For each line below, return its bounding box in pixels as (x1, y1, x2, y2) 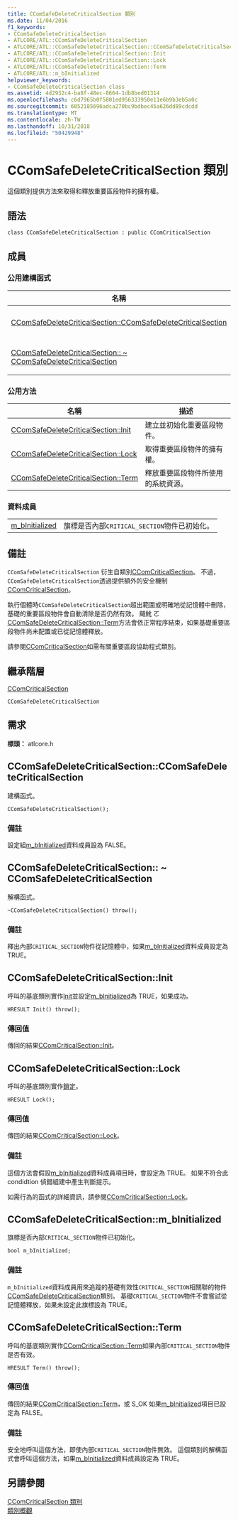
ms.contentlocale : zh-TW (7, 116, 81, 123)
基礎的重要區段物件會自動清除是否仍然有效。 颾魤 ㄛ (7, 609, 160, 618)
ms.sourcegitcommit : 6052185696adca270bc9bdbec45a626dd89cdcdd (7, 103, 198, 110)
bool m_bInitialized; (7, 1247, 72, 1254)
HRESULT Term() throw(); (7, 1364, 81, 1372)
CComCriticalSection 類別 (7, 1497, 83, 1505)
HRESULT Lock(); (7, 1096, 55, 1103)
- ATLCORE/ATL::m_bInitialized (7, 70, 100, 77)
